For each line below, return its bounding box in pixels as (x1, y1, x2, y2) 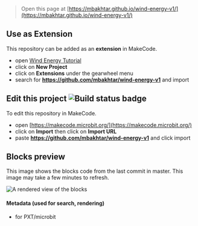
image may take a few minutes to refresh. (6, 174, 109, 181)
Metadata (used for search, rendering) (6, 199, 104, 207)
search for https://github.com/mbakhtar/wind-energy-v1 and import (14, 76, 190, 83)
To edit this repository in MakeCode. (6, 109, 97, 117)
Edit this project (6, 94, 67, 104)
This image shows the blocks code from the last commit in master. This (6, 167, 184, 175)
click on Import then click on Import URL (14, 128, 117, 135)
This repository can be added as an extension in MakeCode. (6, 45, 158, 52)
